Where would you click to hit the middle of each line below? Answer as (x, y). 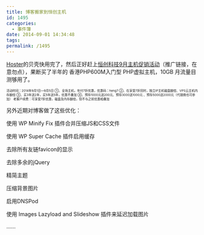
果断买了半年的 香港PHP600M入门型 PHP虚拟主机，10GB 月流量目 (113, 71)
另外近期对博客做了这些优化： (44, 110)
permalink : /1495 (28, 46)
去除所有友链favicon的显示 (40, 149)
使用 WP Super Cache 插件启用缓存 (51, 136)
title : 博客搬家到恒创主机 (37, 12)
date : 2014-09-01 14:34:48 (40, 35)
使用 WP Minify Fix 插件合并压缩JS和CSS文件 (63, 123)
